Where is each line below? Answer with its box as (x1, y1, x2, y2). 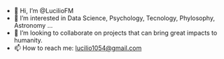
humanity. (13, 36, 43, 44)
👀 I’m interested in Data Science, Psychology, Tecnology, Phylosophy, (13, 14, 216, 22)
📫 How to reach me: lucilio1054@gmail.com (13, 44, 142, 52)
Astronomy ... (13, 22, 53, 29)
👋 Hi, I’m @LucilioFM (13, 7, 74, 15)
